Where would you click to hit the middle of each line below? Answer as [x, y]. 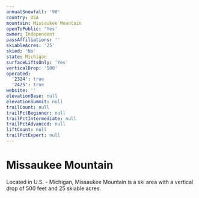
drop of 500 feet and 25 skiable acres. [54, 188]
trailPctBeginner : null [36, 113]
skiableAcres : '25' [31, 46]
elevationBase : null [32, 96]
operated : [19, 74]
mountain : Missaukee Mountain [44, 23]
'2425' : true [28, 85]
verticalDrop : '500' [32, 68]
